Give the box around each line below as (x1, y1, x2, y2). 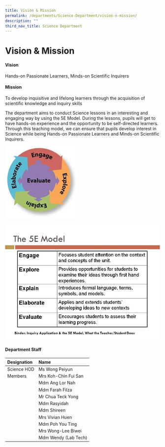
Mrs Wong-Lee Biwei (38, 428, 82, 434)
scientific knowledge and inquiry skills (5, 100, 82, 106)
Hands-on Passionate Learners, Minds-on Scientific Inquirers (5, 73, 129, 79)
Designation (7, 359, 33, 365)
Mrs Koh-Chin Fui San (38, 373, 83, 379)
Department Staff (5, 346, 42, 352)
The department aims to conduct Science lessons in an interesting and (5, 110, 148, 116)
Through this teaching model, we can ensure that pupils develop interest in (5, 126, 157, 132)
